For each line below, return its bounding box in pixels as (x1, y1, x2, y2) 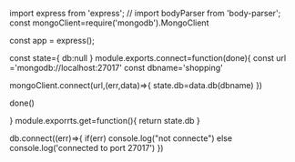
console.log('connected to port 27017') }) (9, 143, 164, 153)
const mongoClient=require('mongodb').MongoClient (9, 17, 209, 28)
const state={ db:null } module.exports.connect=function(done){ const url (9, 53, 287, 63)
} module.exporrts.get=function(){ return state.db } (9, 116, 200, 126)
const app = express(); (9, 35, 96, 46)
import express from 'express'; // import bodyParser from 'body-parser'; (9, 8, 281, 18)
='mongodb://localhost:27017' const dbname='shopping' (9, 63, 223, 73)
